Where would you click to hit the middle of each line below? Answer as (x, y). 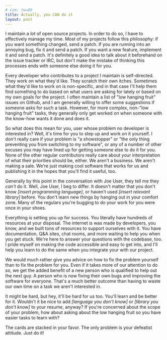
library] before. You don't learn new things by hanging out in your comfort (82, 197)
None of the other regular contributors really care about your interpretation (83, 155)
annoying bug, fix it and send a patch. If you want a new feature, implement (83, 50)
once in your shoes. (26, 208)
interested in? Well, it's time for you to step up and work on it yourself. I (79, 134)
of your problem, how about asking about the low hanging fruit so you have (83, 312)
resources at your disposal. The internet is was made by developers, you (80, 223)
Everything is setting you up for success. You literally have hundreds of (79, 218)
